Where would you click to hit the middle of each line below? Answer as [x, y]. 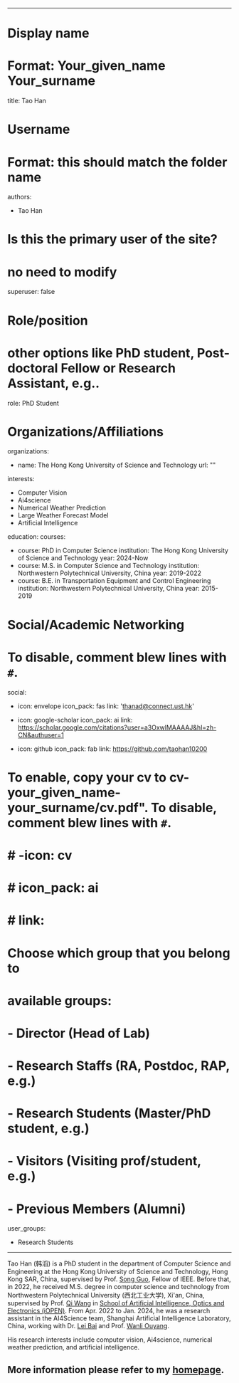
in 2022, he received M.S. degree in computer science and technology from [118, 1287]
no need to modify [62, 272]
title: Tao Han [27, 101]
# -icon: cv [40, 855]
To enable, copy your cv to [87, 777]
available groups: [60, 1000]
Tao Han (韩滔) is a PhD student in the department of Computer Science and [119, 1263]
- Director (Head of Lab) [79, 1033]
